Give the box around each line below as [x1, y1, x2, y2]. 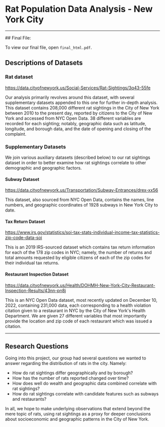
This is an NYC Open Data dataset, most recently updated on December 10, [5, 297, 158, 303]
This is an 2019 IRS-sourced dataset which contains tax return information [5, 244, 155, 250]
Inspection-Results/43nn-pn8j [5, 287, 66, 293]
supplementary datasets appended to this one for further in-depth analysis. [5, 100, 158, 106]
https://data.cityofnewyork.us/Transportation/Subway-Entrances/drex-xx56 [5, 187, 159, 193]
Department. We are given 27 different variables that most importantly [5, 313, 147, 319]
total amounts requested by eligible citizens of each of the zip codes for [5, 255, 151, 261]
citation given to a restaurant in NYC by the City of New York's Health [5, 307, 146, 314]
